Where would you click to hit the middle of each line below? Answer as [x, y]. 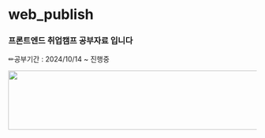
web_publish [51, 15]
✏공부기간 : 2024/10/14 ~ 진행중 [59, 59]
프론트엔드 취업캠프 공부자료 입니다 [71, 41]
